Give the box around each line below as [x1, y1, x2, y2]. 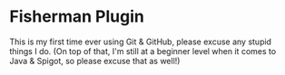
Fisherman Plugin [9, 6, 145, 27]
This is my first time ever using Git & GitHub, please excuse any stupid [9, 36, 272, 47]
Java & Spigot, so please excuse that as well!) [9, 55, 181, 66]
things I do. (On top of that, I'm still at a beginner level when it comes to [9, 45, 277, 56]
